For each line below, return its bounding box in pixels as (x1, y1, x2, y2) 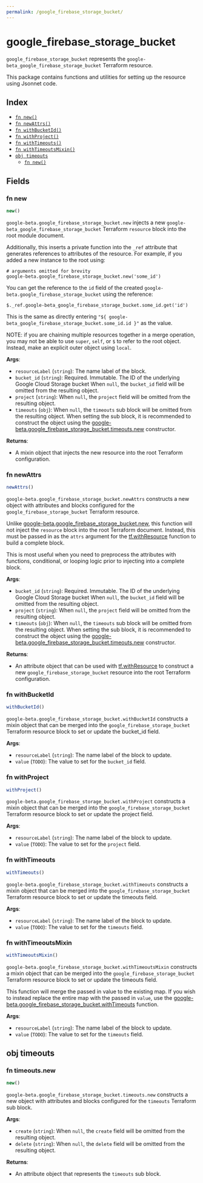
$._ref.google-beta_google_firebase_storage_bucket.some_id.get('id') (6, 302, 188, 308)
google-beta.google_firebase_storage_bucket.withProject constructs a (6, 798, 186, 805)
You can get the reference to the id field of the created (6, 284, 144, 291)
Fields (6, 176, 30, 186)
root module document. (6, 232, 65, 239)
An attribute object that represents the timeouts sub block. (15, 1170, 162, 1178)
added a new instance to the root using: (6, 256, 106, 264)
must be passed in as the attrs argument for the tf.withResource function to (6, 533, 196, 540)
